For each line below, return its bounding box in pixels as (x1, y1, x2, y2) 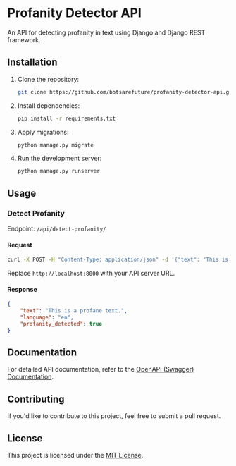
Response (7, 285, 37, 293)
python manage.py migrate (17, 141, 94, 149)
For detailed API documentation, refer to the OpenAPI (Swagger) (7, 365, 194, 374)
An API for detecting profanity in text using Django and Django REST (7, 28, 206, 37)
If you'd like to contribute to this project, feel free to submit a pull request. (7, 412, 221, 420)
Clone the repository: (17, 75, 80, 83)
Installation (7, 56, 58, 68)
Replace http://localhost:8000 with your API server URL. (7, 269, 175, 278)
